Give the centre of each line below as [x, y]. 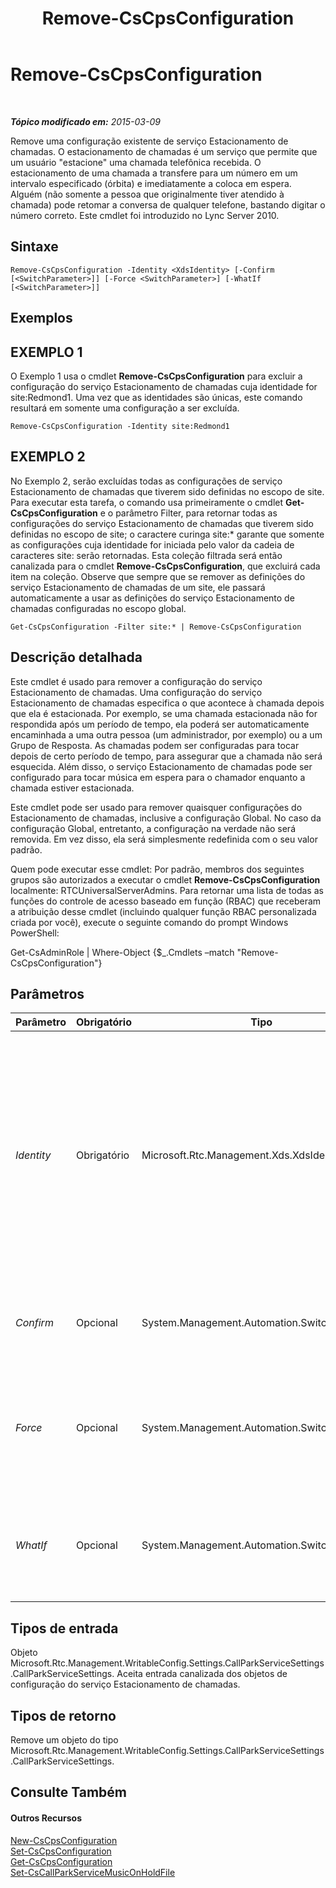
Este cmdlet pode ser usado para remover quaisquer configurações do [156, 807]
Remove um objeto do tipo [64, 1740]
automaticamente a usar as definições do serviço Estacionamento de [152, 598]
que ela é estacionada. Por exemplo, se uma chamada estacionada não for [164, 713]
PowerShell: [35, 933]
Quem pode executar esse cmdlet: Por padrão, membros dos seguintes [157, 869]
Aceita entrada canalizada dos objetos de [202, 1674]
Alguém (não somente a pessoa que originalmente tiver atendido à [147, 194]
